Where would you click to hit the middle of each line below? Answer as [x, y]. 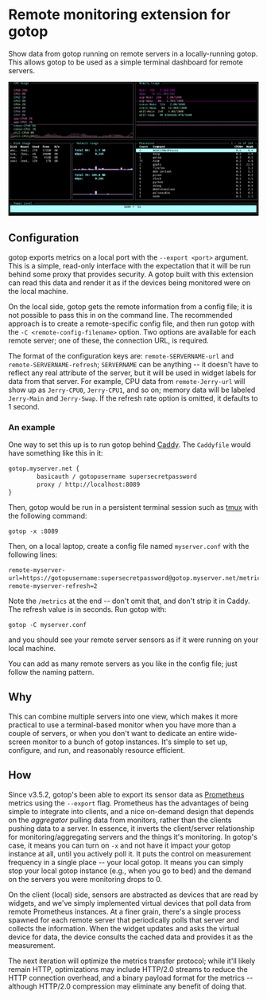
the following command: [48, 516]
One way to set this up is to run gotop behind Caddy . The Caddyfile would [130, 445]
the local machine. [39, 291]
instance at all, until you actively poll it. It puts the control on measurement [130, 853]
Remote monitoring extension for [119, 15]
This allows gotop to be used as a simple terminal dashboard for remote [126, 62]
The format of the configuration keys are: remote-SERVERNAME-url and [121, 355]
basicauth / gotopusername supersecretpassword [117, 477]
